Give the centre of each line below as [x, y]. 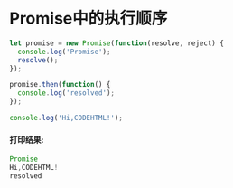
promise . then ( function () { [60, 85]
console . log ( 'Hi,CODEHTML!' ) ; [66, 118]
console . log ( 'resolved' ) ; [66, 93]
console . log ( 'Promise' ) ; [64, 52]
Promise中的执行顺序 [89, 19]
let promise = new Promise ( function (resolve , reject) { [116, 43]
